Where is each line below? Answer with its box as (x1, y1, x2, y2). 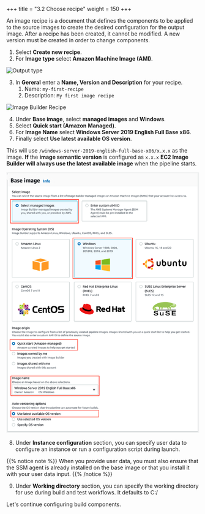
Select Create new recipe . (15, 48, 83, 56)
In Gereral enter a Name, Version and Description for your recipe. (15, 79, 183, 86)
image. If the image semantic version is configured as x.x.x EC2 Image (6, 153, 188, 161)
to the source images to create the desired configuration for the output (6, 24, 185, 31)
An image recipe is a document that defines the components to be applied (6, 17, 193, 24)
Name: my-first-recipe (24, 85, 84, 93)
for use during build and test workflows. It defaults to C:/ (15, 488, 158, 496)
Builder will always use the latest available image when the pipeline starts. (6, 160, 197, 167)
